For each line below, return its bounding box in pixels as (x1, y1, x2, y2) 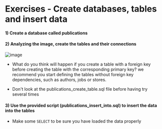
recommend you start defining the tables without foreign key (12, 71, 134, 77)
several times (12, 91, 39, 97)
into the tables (5, 108, 35, 113)
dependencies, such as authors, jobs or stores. (12, 77, 107, 82)
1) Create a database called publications (5, 30, 88, 36)
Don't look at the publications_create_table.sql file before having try (12, 86, 148, 92)
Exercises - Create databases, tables (5, 3, 157, 15)
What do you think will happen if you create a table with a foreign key (12, 61, 151, 67)
